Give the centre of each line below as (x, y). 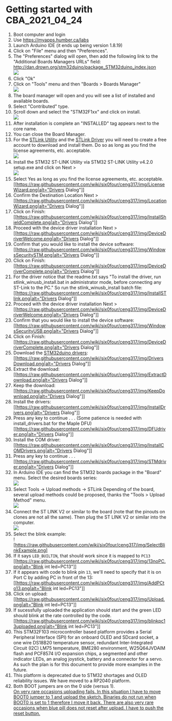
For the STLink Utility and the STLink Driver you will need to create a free (90, 140)
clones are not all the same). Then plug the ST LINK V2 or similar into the (90, 517)
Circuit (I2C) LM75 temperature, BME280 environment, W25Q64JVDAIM (89, 648)
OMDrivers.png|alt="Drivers (43, 450)
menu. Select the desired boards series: (55, 478)
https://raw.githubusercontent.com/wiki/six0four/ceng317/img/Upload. (91, 599)
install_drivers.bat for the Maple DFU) (53, 423)
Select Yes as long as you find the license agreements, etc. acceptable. (88, 179)
